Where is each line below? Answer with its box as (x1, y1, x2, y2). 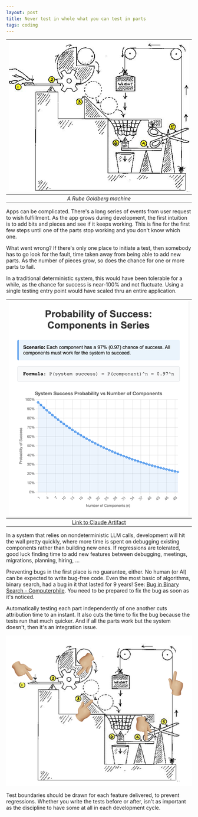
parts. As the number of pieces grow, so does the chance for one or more (6, 257, 185, 264)
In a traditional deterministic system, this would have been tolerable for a (6, 275, 183, 282)
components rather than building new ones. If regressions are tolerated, (6, 544, 181, 552)
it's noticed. (6, 594, 35, 601)
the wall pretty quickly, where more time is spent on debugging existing (6, 538, 180, 545)
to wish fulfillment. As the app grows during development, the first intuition (6, 214, 187, 222)
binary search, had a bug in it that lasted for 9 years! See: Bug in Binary (6, 581, 179, 588)
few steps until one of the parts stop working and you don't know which (6, 227, 181, 234)
